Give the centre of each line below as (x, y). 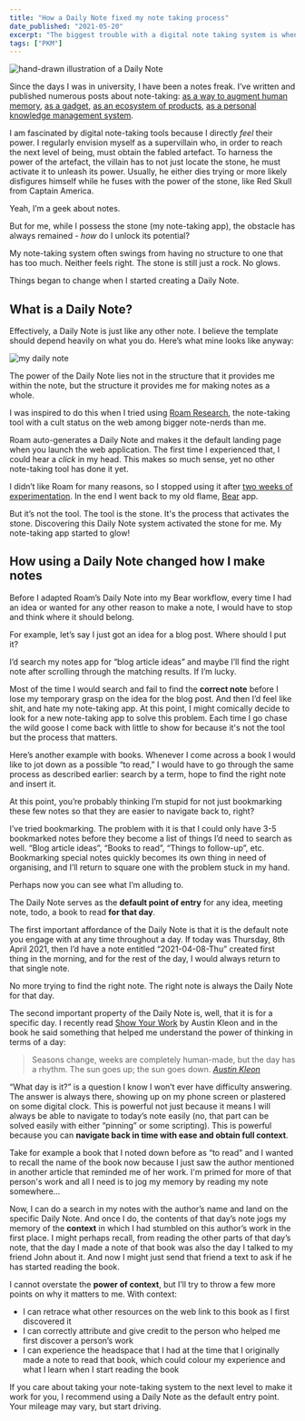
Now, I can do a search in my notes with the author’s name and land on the (149, 1209)
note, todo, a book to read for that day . (83, 912)
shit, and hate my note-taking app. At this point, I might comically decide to (150, 708)
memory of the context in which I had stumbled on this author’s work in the (150, 1228)
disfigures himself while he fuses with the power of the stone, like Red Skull (151, 182)
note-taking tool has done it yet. (69, 469)
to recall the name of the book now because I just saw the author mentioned (152, 1162)
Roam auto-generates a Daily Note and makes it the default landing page (146, 440)
